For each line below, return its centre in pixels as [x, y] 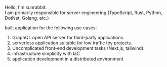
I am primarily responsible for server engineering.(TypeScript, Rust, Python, [83, 13]
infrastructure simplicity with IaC [46, 53]
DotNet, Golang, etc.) [27, 18]
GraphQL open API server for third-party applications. [68, 38]
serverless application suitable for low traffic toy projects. [72, 43]
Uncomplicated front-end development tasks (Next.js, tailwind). [78, 48]
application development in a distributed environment [68, 59]
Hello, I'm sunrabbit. [26, 7]
